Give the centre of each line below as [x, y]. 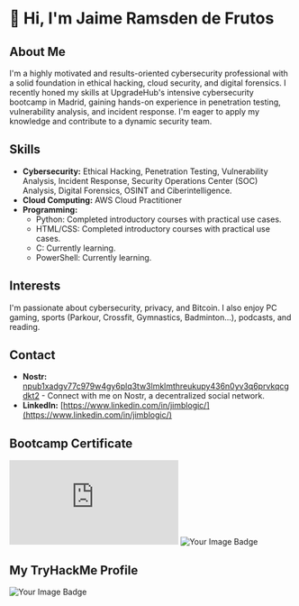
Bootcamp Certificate [71, 443]
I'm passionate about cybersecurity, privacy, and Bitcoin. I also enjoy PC [143, 308]
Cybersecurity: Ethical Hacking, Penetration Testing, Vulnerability [145, 171]
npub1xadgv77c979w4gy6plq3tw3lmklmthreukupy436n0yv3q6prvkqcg [156, 386]
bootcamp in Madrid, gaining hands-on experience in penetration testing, [145, 102]
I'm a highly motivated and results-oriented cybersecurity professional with [149, 73]
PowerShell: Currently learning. [94, 257]
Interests [35, 286]
